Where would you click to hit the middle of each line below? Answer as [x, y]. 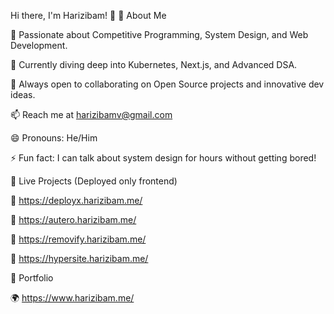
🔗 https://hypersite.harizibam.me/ [79, 258]
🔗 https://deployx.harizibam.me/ [76, 200]
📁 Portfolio [32, 278]
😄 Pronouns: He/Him [54, 138]
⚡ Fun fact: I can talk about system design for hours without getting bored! [163, 158]
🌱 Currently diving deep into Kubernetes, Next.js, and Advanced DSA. [154, 64]
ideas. [23, 94]
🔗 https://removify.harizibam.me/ [78, 239]
